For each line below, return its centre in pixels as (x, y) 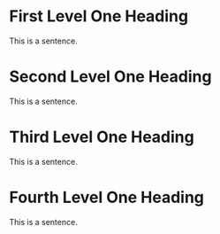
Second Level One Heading (110, 77)
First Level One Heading (99, 16)
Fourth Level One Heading (107, 198)
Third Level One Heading (102, 137)
